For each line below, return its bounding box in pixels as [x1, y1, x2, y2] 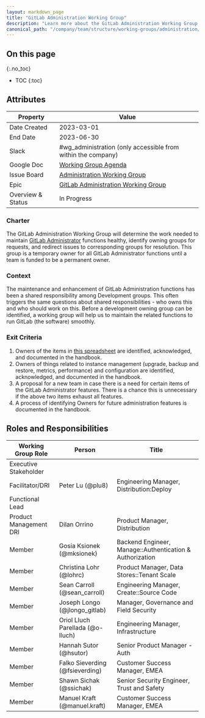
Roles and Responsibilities [6, 424, 109, 434]
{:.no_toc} [6, 65, 31, 72]
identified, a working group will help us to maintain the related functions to [6, 312, 193, 319]
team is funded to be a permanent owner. [6, 256, 110, 264]
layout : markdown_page [6, 9, 64, 15]
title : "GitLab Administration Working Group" [6, 15, 127, 21]
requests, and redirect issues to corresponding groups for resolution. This [6, 243, 192, 251]
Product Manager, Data [117, 563, 184, 571]
